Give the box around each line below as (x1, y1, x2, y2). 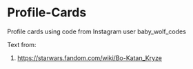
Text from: (7, 40, 37, 49)
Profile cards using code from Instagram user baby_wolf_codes (7, 27, 186, 36)
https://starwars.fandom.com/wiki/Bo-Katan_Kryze (17, 53, 162, 62)
